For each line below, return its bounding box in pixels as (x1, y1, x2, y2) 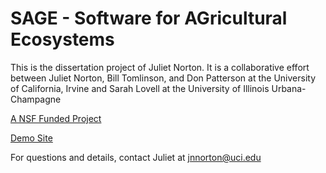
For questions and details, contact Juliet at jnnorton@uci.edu (10, 151, 262, 163)
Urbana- (271, 82, 307, 94)
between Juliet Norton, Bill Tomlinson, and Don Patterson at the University (10, 72, 316, 84)
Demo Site (10, 132, 53, 144)
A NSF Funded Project (10, 112, 102, 124)
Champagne (10, 93, 62, 105)
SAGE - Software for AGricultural (10, 7, 288, 30)
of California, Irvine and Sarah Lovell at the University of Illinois (10, 82, 270, 94)
